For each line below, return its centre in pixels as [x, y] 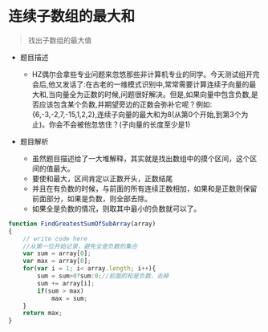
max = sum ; [69, 298]
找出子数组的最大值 [60, 40]
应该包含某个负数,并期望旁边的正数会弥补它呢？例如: [126, 104]
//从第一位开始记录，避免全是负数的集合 [80, 246]
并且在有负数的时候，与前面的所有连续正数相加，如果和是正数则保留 [144, 188]
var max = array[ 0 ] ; [57, 261]
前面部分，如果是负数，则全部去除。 [92, 198]
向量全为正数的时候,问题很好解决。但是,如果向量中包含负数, [153, 94]
